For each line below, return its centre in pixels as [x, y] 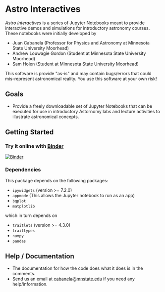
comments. [24, 273]
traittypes [24, 231]
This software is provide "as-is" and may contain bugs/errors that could [79, 73]
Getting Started [29, 132]
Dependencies [23, 170]
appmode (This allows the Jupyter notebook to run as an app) [73, 195]
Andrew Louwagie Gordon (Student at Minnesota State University [79, 53]
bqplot [19, 201]
